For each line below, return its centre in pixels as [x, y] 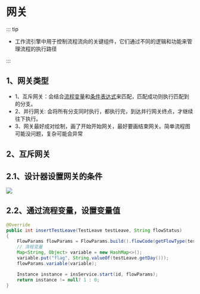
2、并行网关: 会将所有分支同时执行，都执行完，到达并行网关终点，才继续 [104, 111]
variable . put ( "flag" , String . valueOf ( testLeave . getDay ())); [93, 258]
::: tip [12, 29]
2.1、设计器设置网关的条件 [54, 176]
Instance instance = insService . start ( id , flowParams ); [88, 274]
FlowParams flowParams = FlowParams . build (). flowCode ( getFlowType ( [102, 242]
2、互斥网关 [28, 154]
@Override [18, 225]
